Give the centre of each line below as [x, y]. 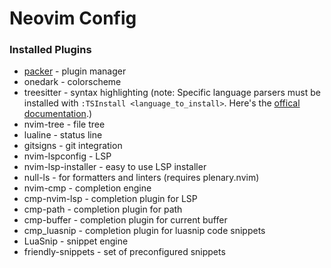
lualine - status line [63, 135]
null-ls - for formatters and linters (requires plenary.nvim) [141, 178]
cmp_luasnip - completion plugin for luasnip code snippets [144, 231]
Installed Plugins [50, 50]
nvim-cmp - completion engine [87, 188]
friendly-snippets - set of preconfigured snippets [124, 252]
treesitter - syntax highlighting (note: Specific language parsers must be [172, 93]
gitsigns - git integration [73, 146]
